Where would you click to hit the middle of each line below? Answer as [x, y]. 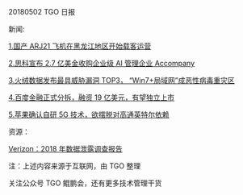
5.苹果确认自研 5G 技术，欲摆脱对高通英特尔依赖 [89, 114]
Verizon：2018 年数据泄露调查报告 [65, 149]
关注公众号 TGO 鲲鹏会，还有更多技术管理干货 [85, 183]
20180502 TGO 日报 [42, 12]
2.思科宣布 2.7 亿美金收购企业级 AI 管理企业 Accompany [102, 63]
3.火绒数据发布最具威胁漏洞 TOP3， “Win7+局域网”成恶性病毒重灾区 [122, 80]
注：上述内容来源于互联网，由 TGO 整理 [75, 166]
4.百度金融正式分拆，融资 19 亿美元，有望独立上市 [92, 97]
